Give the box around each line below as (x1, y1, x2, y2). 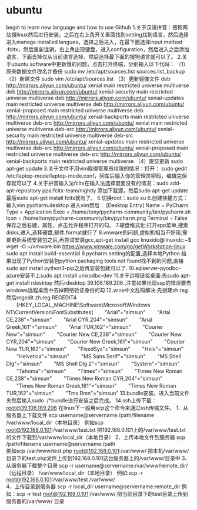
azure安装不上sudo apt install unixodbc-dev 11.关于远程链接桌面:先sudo (6, 272, 179, 279)
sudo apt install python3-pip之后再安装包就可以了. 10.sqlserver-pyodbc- (6, 264, 181, 271)
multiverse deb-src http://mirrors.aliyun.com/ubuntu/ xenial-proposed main (6, 144, 189, 151)
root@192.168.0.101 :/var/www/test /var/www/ (6, 476, 116, 483)
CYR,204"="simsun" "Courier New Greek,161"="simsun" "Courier (6, 338, 185, 345)
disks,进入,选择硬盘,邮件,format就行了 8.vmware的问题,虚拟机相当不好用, (6, 229, 182, 236)
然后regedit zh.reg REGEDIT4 (6, 294, 77, 301)
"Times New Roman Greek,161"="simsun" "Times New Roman (16, 382, 176, 389)
